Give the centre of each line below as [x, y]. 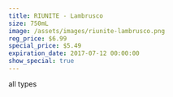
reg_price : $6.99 [38, 38]
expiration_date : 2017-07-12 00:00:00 [74, 53]
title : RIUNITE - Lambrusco [56, 16]
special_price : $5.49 [45, 46]
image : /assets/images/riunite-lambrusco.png [86, 31]
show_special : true [41, 61]
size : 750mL [28, 23]
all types [23, 84]
